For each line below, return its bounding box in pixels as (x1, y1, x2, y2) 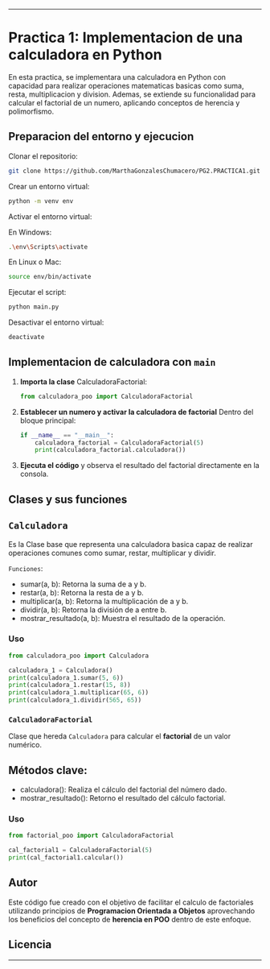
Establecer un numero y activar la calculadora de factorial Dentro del (19, 407, 254, 416)
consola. (19, 469, 49, 479)
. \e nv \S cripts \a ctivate (8, 242, 88, 251)
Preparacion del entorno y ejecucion (8, 130, 194, 143)
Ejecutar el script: (8, 288, 67, 297)
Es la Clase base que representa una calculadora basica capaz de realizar (8, 539, 253, 549)
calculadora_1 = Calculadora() (8, 666, 113, 674)
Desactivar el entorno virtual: (8, 317, 104, 327)
